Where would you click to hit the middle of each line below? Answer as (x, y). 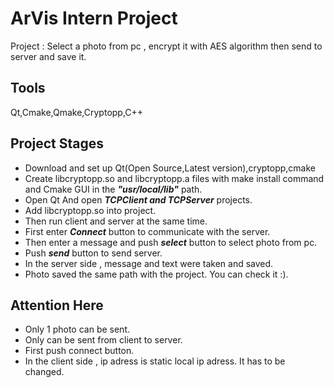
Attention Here (57, 305)
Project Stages (57, 143)
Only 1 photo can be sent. (77, 329)
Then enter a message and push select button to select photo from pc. (171, 242)
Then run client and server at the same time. (116, 221)
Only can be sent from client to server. (103, 340)
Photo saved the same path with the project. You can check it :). (156, 274)
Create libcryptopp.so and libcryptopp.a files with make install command (174, 178)
